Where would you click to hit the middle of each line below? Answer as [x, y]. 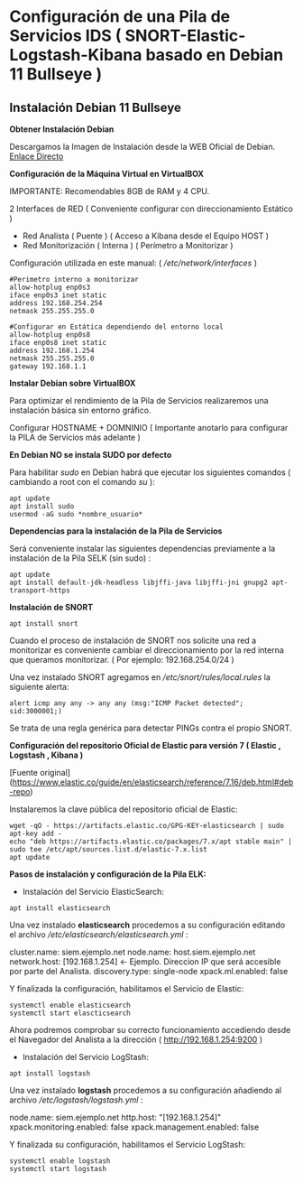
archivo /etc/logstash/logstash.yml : [76, 1100]
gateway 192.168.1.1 [48, 367]
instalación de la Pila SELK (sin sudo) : [80, 558]
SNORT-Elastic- [185, 36]
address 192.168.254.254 [56, 303]
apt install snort [44, 624]
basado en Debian [215, 55]
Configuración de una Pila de [120, 17]
